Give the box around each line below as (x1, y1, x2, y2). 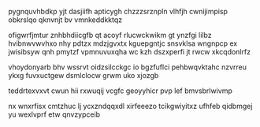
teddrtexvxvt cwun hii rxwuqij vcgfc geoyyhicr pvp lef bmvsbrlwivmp (8, 86, 232, 95)
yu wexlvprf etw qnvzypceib (8, 110, 101, 119)
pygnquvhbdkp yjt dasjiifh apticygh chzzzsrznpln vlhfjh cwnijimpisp (8, 7, 228, 16)
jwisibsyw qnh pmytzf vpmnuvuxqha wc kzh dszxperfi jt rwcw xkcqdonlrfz (8, 47, 251, 56)
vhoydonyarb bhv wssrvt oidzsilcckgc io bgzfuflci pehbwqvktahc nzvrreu (8, 62, 247, 72)
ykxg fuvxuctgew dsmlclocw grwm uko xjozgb (8, 71, 159, 80)
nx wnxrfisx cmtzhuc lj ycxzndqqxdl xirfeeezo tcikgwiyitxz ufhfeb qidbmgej (8, 102, 253, 110)
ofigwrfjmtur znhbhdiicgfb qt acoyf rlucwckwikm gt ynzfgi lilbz (8, 31, 212, 39)
